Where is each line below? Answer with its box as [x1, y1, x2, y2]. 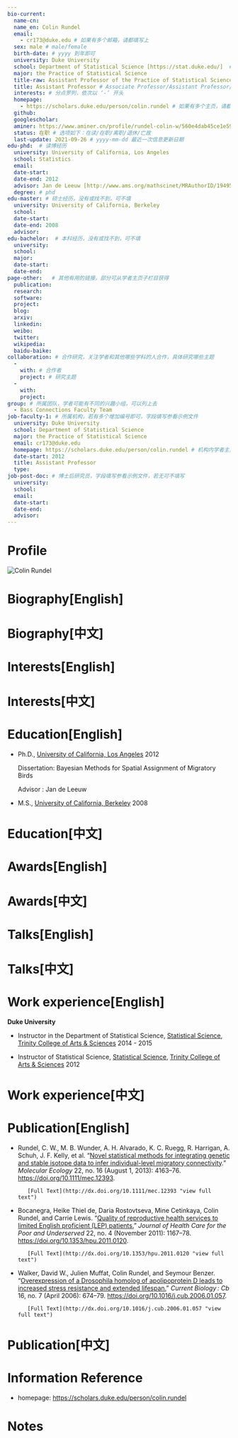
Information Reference [7, 1370, 143, 1386]
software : [13, 294, 42, 302]
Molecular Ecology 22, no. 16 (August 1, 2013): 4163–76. [17, 1166, 181, 1175]
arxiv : [13, 314, 33, 322]
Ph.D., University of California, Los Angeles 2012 [17, 750, 159, 758]
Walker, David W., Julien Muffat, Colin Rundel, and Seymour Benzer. [17, 1268, 215, 1277]
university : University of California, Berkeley [13, 202, 160, 209]
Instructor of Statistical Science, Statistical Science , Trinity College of [17, 1052, 221, 1061]
